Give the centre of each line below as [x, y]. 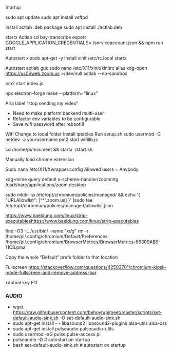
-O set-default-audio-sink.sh [90, 318]
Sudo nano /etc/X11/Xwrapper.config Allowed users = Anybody [72, 169]
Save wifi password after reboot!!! [49, 124]
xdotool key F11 [21, 282]
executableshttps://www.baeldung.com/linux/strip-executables [72, 221]
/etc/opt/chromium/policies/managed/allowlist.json [59, 205]
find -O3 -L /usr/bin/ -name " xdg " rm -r [47, 231]
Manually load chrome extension [40, 159]
